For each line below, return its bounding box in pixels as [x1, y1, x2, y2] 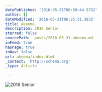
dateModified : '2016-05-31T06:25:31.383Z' [5, 17, 95, 22]
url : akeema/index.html [5, 54, 55, 59]
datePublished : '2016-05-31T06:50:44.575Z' [5, 7, 98, 13]
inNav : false [5, 49, 33, 54]
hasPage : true [5, 45, 35, 50]
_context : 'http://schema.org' [5, 59, 71, 64]
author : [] [5, 12, 28, 17]
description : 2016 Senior [5, 26, 59, 31]
